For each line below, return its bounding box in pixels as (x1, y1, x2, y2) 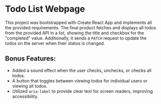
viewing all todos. (12, 83, 48, 89)
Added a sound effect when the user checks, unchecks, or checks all (12, 67, 152, 73)
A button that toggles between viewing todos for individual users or (12, 78, 148, 83)
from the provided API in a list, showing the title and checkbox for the (5, 30, 144, 36)
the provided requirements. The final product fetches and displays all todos (5, 24, 156, 30)
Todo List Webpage (5, 3, 85, 15)
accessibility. (12, 93, 39, 99)
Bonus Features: (5, 55, 56, 63)
